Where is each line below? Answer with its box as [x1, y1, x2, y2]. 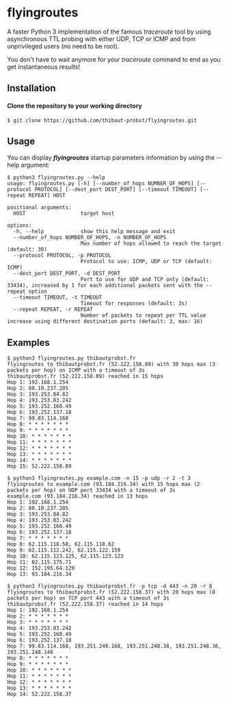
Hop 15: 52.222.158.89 [7, 463, 72, 470]
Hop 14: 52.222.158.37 [7, 691, 72, 698]
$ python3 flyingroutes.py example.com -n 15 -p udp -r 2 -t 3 [7, 475, 191, 482]
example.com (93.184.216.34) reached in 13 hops [7, 493, 148, 500]
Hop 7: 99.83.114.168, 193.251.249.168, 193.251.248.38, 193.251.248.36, [7, 643, 222, 650]
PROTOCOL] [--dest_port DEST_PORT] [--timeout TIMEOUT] [34, 186, 197, 193]
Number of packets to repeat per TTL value [80, 312, 206, 319]
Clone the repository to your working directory [7, 101, 142, 110]
